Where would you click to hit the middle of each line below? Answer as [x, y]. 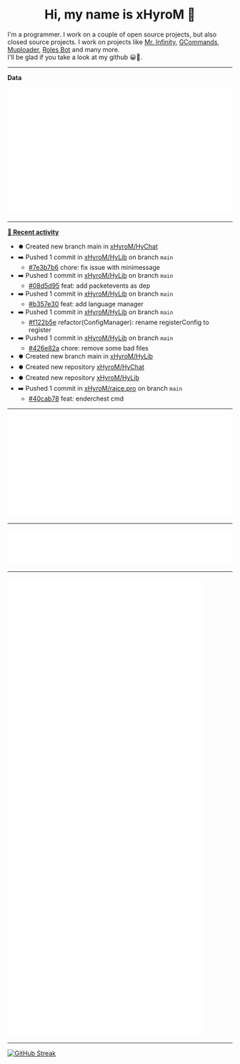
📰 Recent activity [33, 232]
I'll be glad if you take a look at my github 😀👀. [75, 57]
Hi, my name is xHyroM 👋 [120, 15]
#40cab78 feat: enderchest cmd [76, 398]
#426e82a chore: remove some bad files [88, 348]
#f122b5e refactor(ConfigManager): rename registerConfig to [119, 322]
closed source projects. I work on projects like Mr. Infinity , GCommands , [114, 41]
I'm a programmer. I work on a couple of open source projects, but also [112, 34]
